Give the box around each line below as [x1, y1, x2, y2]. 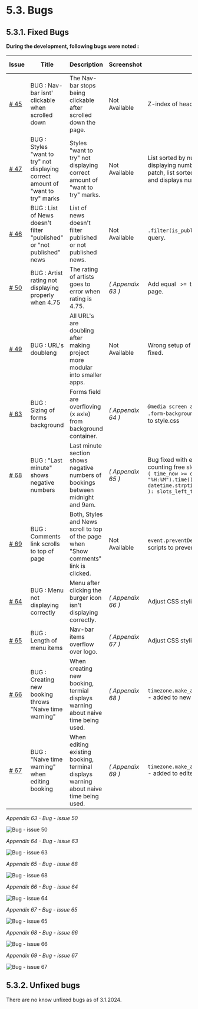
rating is [70, 295, 93, 303]
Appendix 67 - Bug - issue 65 [6, 906, 78, 913]
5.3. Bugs [6, 4, 54, 17]
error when [70, 288, 100, 295]
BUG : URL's [30, 341, 64, 349]
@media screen [147, 403, 187, 410]
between [70, 486, 94, 494]
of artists [70, 273, 94, 280]
